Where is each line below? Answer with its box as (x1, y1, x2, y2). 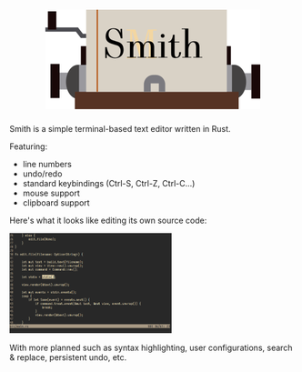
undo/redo (22, 168, 63, 179)
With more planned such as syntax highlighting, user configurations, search (9, 342, 293, 353)
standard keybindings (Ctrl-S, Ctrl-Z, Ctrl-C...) (22, 177, 196, 188)
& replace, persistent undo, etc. (9, 351, 127, 363)
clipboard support (22, 196, 90, 208)
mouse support (22, 187, 80, 198)
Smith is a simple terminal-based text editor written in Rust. (9, 123, 231, 134)
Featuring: (9, 141, 48, 152)
